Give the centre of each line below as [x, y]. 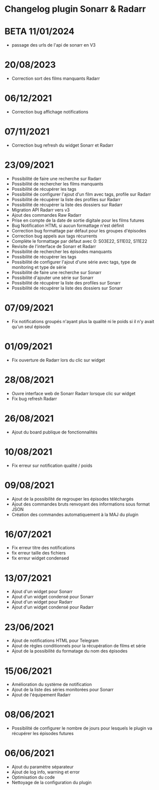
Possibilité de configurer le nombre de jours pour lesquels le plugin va [82, 728]
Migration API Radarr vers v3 [41, 210]
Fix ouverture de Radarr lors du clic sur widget [58, 360]
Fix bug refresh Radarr [34, 399]
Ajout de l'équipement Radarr [41, 695]
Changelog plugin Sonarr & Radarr [75, 9]
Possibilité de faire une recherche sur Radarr [57, 178]
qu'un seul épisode [31, 327]
